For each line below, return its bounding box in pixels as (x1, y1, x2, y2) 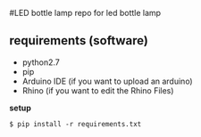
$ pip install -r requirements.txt (9, 119, 142, 128)
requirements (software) (9, 33, 149, 48)
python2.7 (21, 57, 60, 68)
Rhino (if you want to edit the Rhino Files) (21, 85, 174, 96)
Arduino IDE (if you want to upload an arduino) (21, 76, 194, 86)
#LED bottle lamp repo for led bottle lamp (9, 8, 162, 18)
